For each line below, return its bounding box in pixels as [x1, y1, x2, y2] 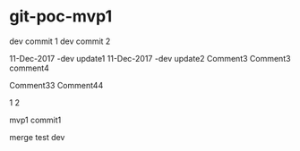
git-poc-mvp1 [9, 6, 113, 27]
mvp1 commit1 [9, 114, 62, 125]
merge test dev [9, 131, 65, 142]
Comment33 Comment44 [9, 80, 104, 90]
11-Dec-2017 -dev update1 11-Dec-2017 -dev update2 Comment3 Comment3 [9, 53, 291, 63]
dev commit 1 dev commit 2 [9, 36, 111, 46]
